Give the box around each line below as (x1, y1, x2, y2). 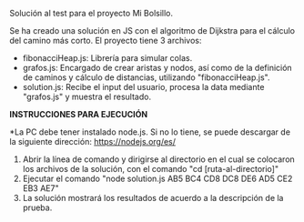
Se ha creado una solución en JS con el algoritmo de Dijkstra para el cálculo (9, 25, 296, 35)
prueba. (22, 202, 53, 213)
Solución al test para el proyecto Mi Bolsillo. (9, 8, 174, 18)
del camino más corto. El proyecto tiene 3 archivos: (9, 35, 202, 45)
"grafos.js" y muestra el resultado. (22, 91, 152, 102)
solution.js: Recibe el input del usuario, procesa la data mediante (22, 82, 265, 92)
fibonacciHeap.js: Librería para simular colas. (22, 53, 193, 63)
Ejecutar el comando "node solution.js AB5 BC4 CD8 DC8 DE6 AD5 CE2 (22, 173, 293, 184)
